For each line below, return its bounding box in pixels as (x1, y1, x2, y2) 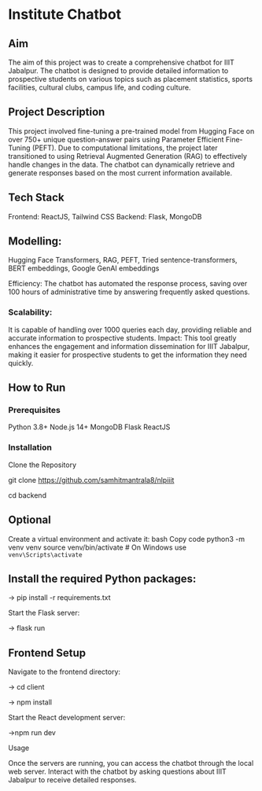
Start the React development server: (8, 713, 126, 723)
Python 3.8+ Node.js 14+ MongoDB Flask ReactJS (8, 422, 171, 432)
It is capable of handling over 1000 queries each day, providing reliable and (8, 325, 252, 334)
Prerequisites (8, 405, 61, 416)
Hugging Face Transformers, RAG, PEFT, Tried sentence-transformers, (8, 256, 238, 265)
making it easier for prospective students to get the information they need (8, 350, 248, 359)
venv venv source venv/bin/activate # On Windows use (8, 543, 187, 552)
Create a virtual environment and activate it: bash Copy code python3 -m (8, 534, 245, 543)
